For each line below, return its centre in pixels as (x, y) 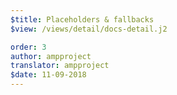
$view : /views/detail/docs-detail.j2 (89, 29)
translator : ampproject (60, 66)
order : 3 (28, 47)
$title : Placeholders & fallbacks (82, 19)
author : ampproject (51, 56)
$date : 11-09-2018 (48, 75)
